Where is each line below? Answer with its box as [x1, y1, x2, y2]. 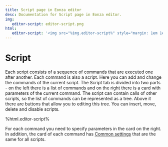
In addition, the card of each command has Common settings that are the [5, 131, 156, 137]
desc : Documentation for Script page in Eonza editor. [5, 12, 122, 17]
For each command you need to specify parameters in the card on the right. [5, 125, 161, 131]
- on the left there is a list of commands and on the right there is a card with [5, 85, 161, 91]
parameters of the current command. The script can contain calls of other [5, 90, 157, 96]
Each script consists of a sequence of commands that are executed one [5, 69, 153, 75]
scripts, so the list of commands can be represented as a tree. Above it [5, 95, 151, 101]
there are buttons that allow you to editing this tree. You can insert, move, [5, 101, 156, 107]
